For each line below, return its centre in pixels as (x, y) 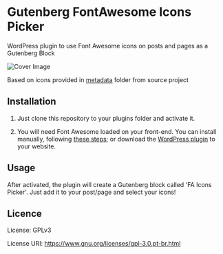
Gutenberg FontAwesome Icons (99, 12)
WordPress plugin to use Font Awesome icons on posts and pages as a (108, 46)
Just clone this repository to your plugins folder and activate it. (106, 118)
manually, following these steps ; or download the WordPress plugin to (116, 139)
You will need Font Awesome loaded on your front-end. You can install (117, 131)
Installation (32, 102)
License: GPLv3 (29, 230)
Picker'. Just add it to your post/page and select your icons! (92, 192)
